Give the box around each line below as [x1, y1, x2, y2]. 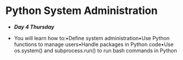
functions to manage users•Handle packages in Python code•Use [13, 41, 174, 48]
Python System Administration [5, 4, 158, 17]
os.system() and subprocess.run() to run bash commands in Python [13, 47, 177, 54]
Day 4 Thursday [13, 23, 55, 30]
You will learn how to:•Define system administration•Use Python [13, 34, 170, 41]
